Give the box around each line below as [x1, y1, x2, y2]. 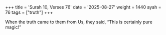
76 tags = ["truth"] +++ [5, 9, 53, 15]
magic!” [5, 24, 22, 30]
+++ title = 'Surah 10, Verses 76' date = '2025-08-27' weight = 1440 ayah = [5, 4, 161, 10]
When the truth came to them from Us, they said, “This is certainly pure [5, 19, 153, 25]
